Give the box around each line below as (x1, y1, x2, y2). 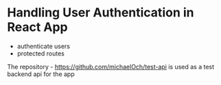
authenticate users (16, 42, 71, 50)
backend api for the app (7, 70, 75, 78)
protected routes (16, 49, 65, 58)
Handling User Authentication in (7, 5, 194, 21)
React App (7, 19, 68, 35)
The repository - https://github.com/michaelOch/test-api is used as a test (7, 62, 215, 71)
